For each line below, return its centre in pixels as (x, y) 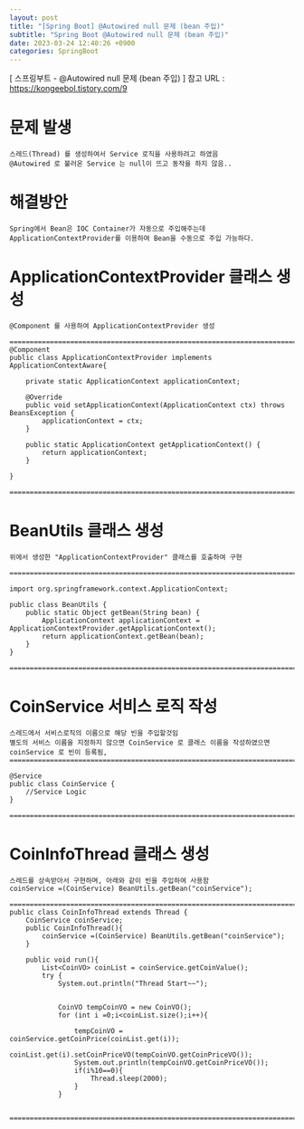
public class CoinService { (62, 783)
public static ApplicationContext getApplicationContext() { (143, 444)
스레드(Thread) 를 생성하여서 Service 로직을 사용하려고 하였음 (114, 155)
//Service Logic (57, 792)
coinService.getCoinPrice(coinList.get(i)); (95, 1039)
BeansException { (42, 413)
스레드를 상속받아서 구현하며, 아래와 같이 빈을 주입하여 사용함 (109, 880)
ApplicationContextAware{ (58, 365)
